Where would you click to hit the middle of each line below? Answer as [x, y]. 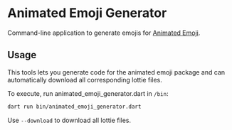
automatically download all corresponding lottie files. [85, 80]
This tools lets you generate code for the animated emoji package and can [116, 72]
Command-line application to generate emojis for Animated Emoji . [104, 33]
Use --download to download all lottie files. [69, 120]
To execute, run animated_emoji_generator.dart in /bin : [88, 93]
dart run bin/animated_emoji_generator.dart [74, 107]
